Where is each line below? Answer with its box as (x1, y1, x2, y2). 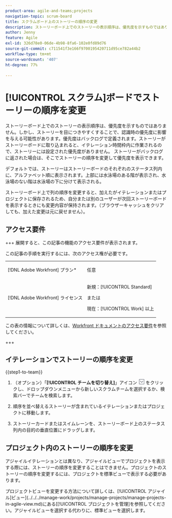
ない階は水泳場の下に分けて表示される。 (18, 178, 104, 184)
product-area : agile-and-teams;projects (5, 8, 93, 13)
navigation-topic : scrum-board (5, 13, 72, 19)
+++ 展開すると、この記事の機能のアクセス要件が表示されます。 (5, 240, 141, 245)
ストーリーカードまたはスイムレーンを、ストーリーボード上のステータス (12, 421, 165, 427)
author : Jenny (5, 30, 36, 35)
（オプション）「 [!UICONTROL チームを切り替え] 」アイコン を (12, 380, 150, 386)
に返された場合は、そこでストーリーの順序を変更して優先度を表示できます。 (5, 155, 166, 161)
